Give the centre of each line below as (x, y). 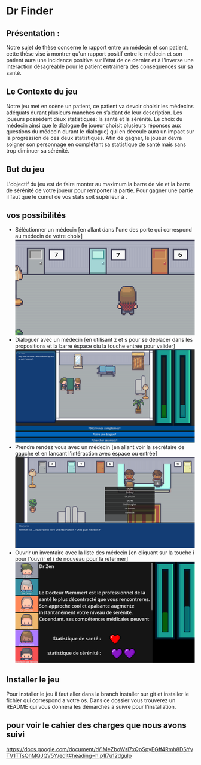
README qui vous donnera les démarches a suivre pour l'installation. (91, 706)
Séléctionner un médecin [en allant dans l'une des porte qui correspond (103, 230)
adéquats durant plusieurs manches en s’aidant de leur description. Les (94, 113)
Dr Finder (30, 11)
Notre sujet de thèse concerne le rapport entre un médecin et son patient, (97, 47)
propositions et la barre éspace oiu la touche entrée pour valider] (95, 346)
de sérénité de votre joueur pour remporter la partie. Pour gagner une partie (100, 190)
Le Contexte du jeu (42, 92)
